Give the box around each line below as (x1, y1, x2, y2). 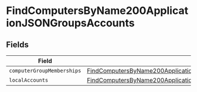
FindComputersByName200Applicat (6, 4, 189, 17)
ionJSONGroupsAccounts (6, 16, 135, 30)
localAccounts (9, 77, 49, 83)
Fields (6, 40, 29, 49)
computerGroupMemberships (9, 68, 81, 74)
